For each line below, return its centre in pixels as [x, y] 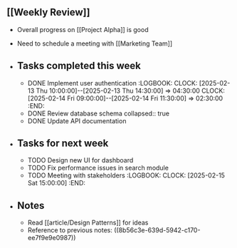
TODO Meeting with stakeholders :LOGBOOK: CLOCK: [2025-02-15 [126, 175]
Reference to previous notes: [70, 230]
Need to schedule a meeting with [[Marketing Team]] [95, 43]
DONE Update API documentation [77, 120]
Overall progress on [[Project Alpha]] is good [83, 29]
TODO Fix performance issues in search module [98, 168]
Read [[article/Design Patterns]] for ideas [88, 223]
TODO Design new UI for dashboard [80, 160]
